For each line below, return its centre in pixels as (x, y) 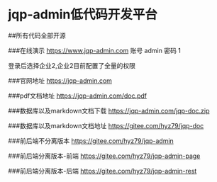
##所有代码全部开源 (37, 35)
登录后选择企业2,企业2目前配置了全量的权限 (72, 65)
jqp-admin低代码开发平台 (83, 15)
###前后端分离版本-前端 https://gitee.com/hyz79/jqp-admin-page (104, 156)
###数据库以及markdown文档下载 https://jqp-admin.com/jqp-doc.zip (109, 110)
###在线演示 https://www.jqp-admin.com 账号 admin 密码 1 (95, 50)
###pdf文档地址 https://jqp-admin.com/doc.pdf (78, 96)
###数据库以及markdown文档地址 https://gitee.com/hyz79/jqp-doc (106, 125)
